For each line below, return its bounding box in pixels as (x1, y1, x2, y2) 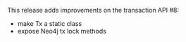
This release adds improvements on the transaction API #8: (7, 6, 180, 14)
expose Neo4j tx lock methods (17, 27, 107, 35)
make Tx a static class (17, 20, 82, 27)
